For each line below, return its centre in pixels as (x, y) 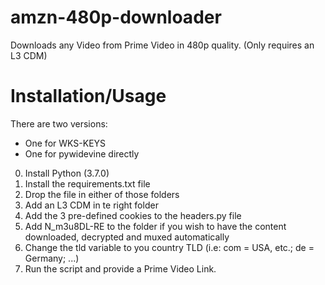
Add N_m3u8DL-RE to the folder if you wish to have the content (155, 226)
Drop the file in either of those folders (102, 194)
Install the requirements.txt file (87, 183)
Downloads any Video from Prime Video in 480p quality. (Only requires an (162, 45)
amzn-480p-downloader (116, 17)
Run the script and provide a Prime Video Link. (120, 268)
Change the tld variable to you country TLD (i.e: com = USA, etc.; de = (169, 247)
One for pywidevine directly (82, 153)
